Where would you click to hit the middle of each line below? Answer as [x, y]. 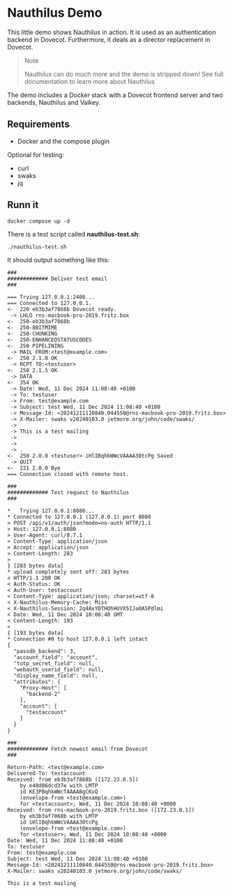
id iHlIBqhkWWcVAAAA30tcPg [59, 822]
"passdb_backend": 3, [45, 651]
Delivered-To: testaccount [46, 773]
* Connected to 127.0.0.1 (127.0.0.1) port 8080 [79, 517]
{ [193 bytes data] [36, 633]
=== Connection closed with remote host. [68, 474]
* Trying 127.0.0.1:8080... [51, 511]
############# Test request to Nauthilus [68, 492]
